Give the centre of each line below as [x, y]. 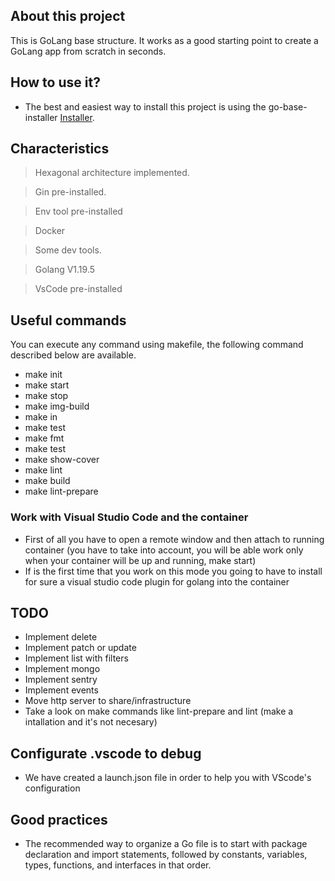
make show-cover [62, 460]
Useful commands [68, 320]
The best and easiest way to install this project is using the [145, 106]
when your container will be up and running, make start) [140, 560]
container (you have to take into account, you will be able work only [164, 550]
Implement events [61, 690]
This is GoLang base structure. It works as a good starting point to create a [164, 40]
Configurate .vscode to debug [106, 753]
